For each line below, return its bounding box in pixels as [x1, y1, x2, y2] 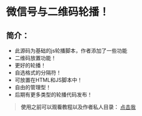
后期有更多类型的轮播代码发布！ [14, 91, 93, 98]
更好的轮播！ [14, 62, 46, 69]
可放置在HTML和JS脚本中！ [14, 77, 82, 83]
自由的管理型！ [14, 84, 51, 91]
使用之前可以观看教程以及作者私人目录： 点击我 [20, 104, 136, 110]
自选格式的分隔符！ [14, 69, 62, 76]
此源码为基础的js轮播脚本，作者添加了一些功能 [14, 47, 128, 54]
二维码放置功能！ [14, 54, 57, 62]
